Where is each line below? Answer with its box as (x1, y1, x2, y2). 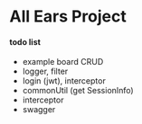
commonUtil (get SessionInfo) (22, 85, 134, 96)
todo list (9, 36, 41, 47)
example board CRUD (22, 57, 104, 67)
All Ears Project (9, 6, 127, 27)
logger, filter (22, 66, 69, 77)
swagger (22, 104, 56, 115)
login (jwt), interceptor (22, 75, 106, 86)
